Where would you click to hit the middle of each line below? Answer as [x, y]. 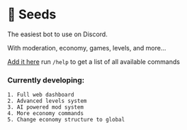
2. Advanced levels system [47, 101]
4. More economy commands [45, 114]
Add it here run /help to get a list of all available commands [94, 61]
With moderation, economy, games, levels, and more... [87, 48]
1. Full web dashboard [41, 95]
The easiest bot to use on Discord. [57, 34]
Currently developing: [46, 80]
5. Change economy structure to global [66, 120]
